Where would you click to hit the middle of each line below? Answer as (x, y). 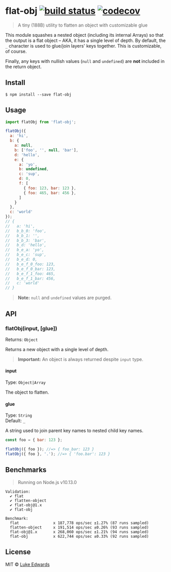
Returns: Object (22, 339)
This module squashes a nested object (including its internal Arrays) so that (84, 35)
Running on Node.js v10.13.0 (47, 482)
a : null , (24, 146)
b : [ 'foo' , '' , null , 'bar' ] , (47, 150)
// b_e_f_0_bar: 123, (31, 269)
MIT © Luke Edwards (27, 564)
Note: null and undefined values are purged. (65, 298)
